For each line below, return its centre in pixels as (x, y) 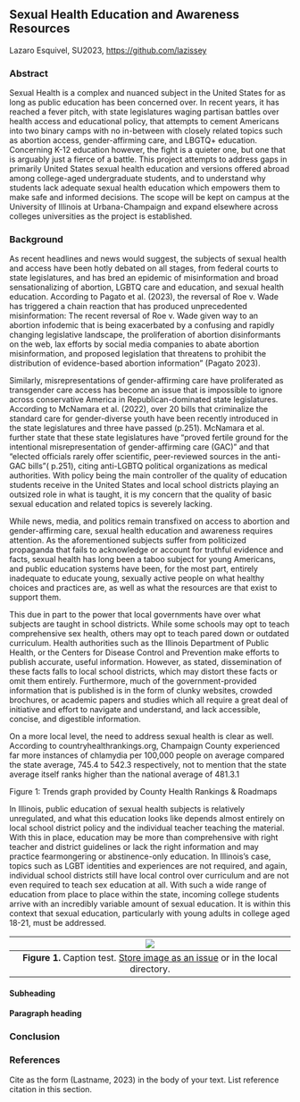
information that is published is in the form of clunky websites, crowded (141, 691)
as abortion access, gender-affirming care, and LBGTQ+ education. (133, 140)
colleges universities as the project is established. (101, 216)
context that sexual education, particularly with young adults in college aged (150, 913)
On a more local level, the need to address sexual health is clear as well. (142, 736)
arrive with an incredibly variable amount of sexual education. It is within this (150, 904)
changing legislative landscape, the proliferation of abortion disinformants (145, 335)
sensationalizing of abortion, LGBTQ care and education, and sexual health (146, 287)
